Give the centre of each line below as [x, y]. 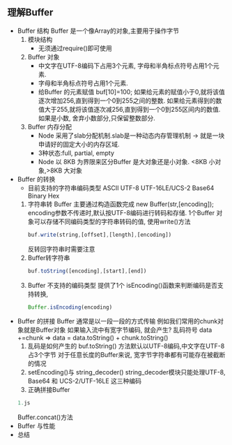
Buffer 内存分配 [49, 126]
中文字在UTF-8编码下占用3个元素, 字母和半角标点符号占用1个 [126, 66]
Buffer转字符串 [49, 258]
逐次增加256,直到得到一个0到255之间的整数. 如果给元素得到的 [127, 101]
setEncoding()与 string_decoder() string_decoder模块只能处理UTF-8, [126, 372]
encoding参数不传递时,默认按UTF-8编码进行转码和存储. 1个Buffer [121, 212]
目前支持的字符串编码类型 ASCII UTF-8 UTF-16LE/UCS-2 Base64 [121, 188]
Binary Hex [44, 196]
